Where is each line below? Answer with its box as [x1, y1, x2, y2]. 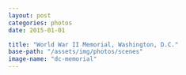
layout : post [8, 11, 51, 20]
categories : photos [8, 19, 73, 27]
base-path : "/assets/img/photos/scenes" [8, 48, 144, 56]
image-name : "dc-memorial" [8, 55, 97, 63]
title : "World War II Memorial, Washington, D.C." [8, 40, 179, 48]
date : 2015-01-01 [8, 26, 66, 34]
